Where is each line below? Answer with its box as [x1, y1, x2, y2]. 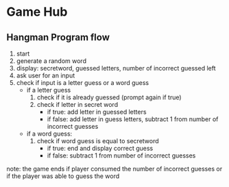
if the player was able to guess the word [6, 172, 120, 180]
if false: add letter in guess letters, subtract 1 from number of [47, 115, 219, 123]
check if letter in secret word [36, 101, 118, 108]
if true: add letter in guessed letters [47, 108, 147, 116]
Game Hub [6, 4, 68, 20]
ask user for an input [16, 71, 75, 79]
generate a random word [16, 57, 87, 65]
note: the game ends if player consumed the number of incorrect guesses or [6, 165, 223, 173]
